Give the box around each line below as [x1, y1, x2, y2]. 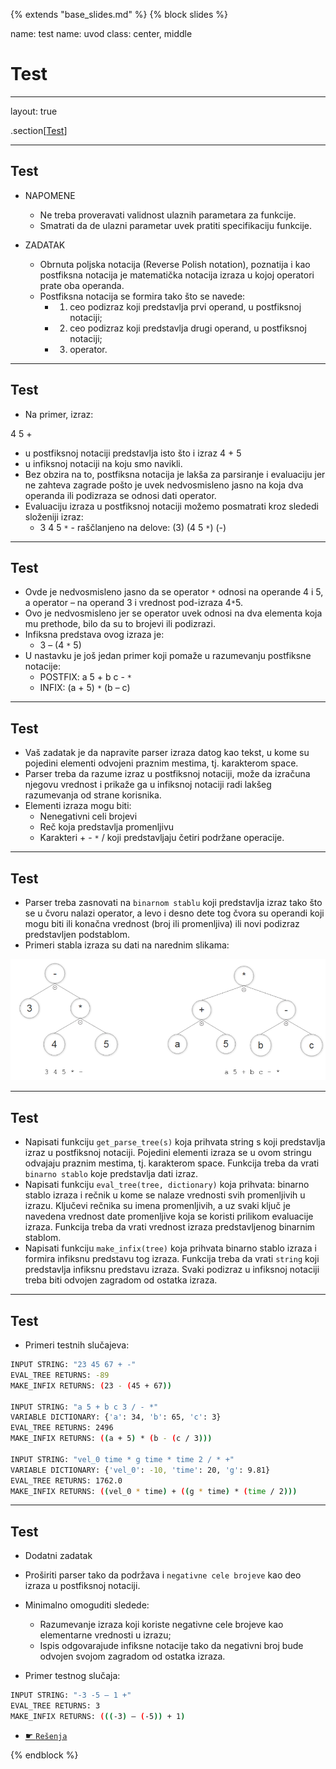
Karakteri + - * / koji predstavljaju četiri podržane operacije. [39, 832, 285, 844]
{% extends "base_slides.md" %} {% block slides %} [10, 9, 229, 20]
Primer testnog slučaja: [24, 1670, 121, 1682]
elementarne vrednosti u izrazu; [39, 1629, 172, 1641]
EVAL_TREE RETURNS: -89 [10, 1370, 110, 1380]
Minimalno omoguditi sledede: [24, 1599, 150, 1611]
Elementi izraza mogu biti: [24, 800, 132, 812]
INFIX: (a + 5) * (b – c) [39, 682, 131, 694]
